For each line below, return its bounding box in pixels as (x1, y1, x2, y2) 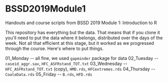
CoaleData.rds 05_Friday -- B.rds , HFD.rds (5, 71, 93, 77)
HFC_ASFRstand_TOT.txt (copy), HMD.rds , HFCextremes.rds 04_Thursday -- (5, 66, 155, 72)
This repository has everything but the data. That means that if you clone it (5, 29, 160, 35)
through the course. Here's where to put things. (5, 45, 104, 51)
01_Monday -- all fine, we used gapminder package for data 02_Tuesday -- (5, 55, 158, 61)
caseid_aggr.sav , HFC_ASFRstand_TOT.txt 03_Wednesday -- (5, 60, 128, 66)
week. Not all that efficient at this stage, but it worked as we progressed (5, 40, 154, 46)
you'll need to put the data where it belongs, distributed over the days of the (5, 35, 163, 41)
